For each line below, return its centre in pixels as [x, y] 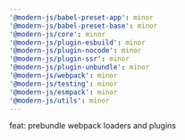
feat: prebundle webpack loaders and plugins [93, 126]
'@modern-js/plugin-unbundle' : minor [80, 68]
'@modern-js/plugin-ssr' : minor [69, 59]
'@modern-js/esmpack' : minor [63, 92]
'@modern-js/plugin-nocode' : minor [76, 51]
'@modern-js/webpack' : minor [63, 76]
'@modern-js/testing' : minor [63, 84]
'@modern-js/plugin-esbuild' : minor [77, 42]
